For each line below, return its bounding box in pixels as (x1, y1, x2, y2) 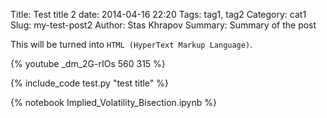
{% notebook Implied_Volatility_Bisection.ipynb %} (10, 97, 217, 108)
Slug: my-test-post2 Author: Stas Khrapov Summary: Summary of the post (10, 19, 317, 31)
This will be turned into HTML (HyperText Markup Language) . (10, 39, 253, 50)
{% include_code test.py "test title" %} (10, 77, 169, 89)
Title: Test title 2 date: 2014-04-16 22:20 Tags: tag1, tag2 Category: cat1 (10, 9, 307, 20)
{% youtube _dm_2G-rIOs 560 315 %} (10, 58, 166, 69)
